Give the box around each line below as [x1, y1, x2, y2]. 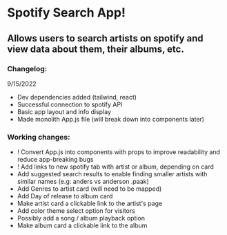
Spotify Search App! [7, 5, 126, 21]
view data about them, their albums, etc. [7, 43, 184, 55]
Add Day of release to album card [17, 192, 113, 200]
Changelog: [7, 64, 48, 73]
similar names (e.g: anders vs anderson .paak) [17, 178, 150, 186]
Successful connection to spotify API [17, 100, 123, 109]
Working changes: [7, 132, 70, 142]
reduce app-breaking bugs [17, 156, 94, 164]
